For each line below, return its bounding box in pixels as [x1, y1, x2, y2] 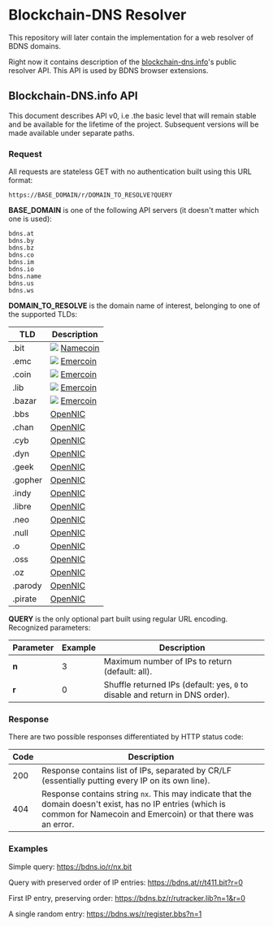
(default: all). [103, 666, 153, 678]
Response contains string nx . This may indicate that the [41, 788, 252, 799]
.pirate [12, 593, 37, 604]
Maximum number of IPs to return [103, 656, 232, 667]
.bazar [12, 396, 37, 407]
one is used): [8, 214, 53, 224]
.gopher [12, 474, 43, 486]
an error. [41, 819, 75, 830]
